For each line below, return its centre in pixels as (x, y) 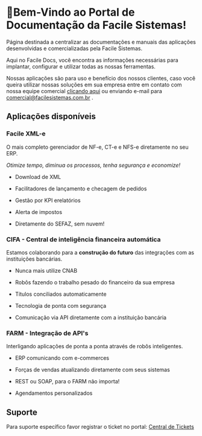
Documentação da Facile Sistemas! (96, 25)
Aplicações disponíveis (51, 116)
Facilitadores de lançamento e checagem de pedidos (81, 188)
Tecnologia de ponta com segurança (61, 305)
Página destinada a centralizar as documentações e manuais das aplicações (101, 42)
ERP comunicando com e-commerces (62, 358)
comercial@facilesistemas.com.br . (50, 97)
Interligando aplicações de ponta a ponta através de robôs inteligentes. (95, 347)
